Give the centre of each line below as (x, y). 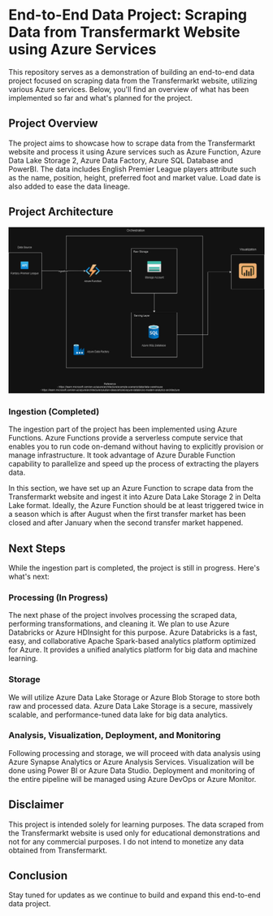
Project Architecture (61, 212)
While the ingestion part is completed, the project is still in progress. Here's (134, 567)
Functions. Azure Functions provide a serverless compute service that (126, 438)
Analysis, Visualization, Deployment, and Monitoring (115, 736)
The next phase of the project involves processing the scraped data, (123, 615)
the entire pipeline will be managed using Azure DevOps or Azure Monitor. (132, 779)
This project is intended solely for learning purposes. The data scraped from (136, 824)
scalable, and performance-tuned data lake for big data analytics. (118, 714)
